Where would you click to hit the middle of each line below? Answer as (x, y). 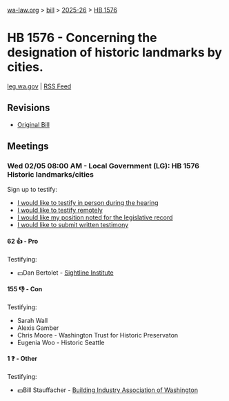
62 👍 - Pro (23, 242)
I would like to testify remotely (60, 211)
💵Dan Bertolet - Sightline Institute (65, 273)
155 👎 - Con (25, 289)
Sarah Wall (32, 320)
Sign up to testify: (32, 190)
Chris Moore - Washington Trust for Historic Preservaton (98, 335)
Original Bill (33, 124)
